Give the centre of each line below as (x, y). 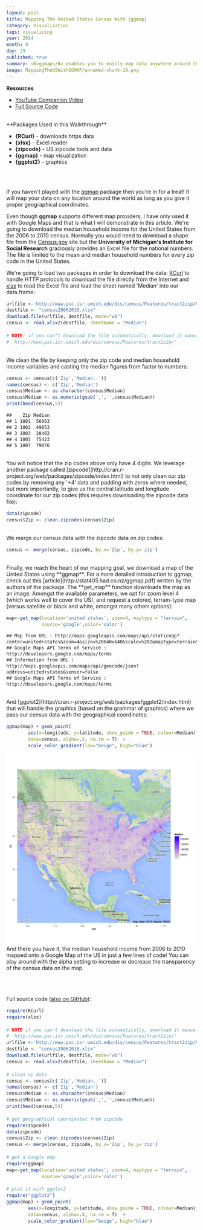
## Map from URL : (29, 636)
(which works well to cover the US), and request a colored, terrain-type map (101, 600)
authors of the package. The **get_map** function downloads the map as (98, 587)
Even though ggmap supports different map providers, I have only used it (98, 216)
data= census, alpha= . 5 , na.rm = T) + (77, 739)
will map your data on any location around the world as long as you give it (98, 198)
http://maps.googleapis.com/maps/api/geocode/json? (72, 666)
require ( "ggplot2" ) (31, 1196)
